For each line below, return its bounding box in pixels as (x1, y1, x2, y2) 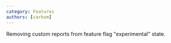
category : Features (6, 8, 55, 15)
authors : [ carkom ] (6, 14, 52, 20)
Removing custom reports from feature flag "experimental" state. (6, 30, 166, 37)
